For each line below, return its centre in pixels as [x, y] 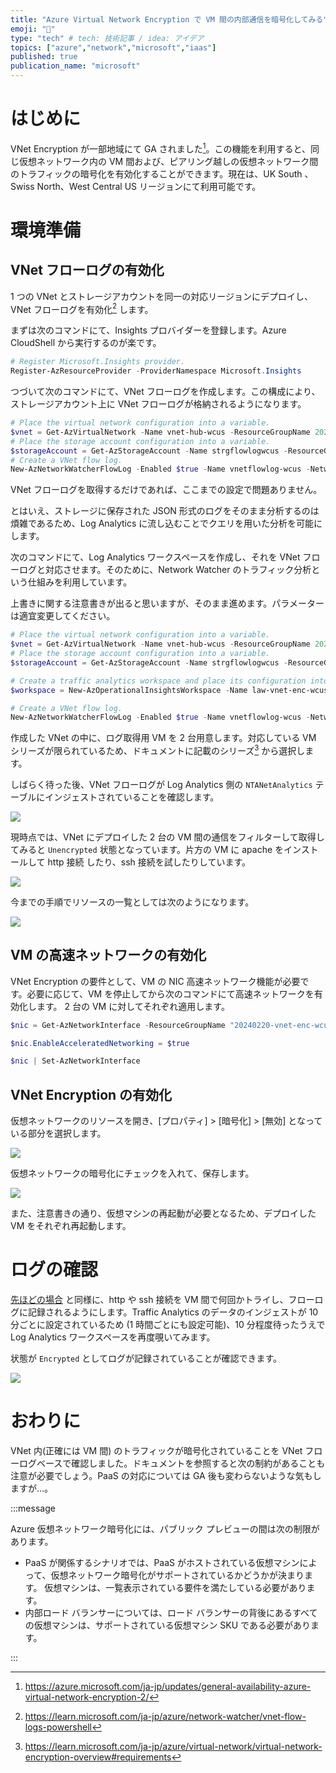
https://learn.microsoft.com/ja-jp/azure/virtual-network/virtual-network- [173, 1747]
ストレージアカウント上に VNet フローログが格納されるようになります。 [158, 404]
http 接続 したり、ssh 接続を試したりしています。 [149, 862]
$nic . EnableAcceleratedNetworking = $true [100, 1043]
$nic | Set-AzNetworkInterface [75, 1061]
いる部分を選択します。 [58, 1133]
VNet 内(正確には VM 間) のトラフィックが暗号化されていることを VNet [156, 1451]
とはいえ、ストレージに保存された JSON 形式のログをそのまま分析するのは [165, 511]
